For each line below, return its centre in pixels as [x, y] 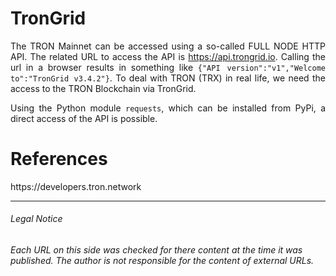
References [59, 159]
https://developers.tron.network [76, 186]
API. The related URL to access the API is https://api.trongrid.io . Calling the [168, 56]
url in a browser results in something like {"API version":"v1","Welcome [168, 67]
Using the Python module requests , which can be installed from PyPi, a [168, 108]
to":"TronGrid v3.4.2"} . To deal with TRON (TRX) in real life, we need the [168, 78]
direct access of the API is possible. [84, 118]
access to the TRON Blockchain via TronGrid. [103, 88]
